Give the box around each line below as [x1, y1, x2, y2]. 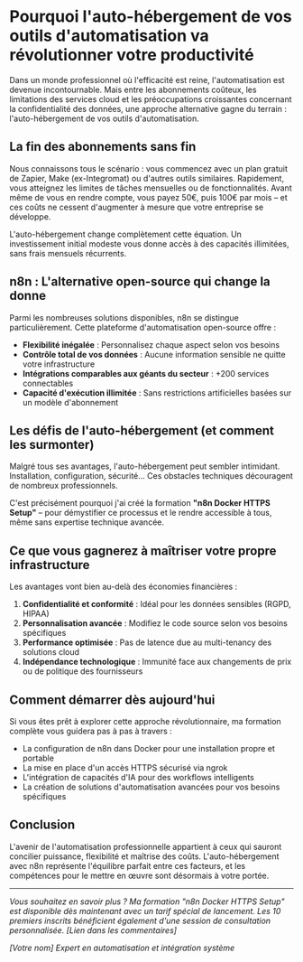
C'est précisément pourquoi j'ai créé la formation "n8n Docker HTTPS [9, 498, 271, 509]
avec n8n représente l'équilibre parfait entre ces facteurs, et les [9, 860, 246, 871]
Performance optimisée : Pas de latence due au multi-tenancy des [22, 637, 272, 648]
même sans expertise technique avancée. [9, 517, 165, 528]
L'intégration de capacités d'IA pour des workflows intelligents [22, 772, 254, 782]
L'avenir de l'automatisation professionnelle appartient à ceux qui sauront [9, 841, 282, 852]
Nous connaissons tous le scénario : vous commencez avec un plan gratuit [9, 163, 289, 173]
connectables [22, 378, 74, 388]
